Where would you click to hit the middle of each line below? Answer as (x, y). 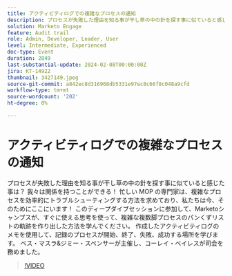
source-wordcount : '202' (43, 97)
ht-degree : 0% (28, 103)
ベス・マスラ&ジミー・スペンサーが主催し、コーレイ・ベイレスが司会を (122, 243)
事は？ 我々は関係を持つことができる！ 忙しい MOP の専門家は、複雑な (108, 191)
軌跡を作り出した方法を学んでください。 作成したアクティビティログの (119, 226)
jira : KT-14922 (29, 71)
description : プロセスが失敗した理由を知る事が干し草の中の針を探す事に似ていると (112, 20)
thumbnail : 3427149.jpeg (43, 77)
